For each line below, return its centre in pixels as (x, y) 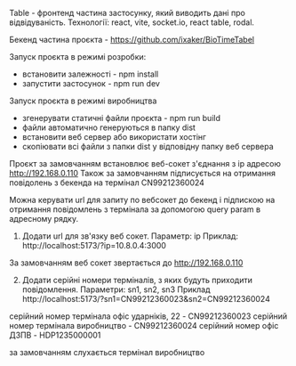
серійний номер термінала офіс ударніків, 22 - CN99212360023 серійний (148, 316)
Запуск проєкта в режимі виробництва (83, 101)
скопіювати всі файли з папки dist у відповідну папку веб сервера (148, 146)
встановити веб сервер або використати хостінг (114, 137)
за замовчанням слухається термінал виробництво (107, 352)
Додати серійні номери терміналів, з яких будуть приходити (137, 280)
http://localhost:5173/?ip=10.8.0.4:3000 (94, 245)
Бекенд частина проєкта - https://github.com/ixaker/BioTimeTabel (132, 40)
